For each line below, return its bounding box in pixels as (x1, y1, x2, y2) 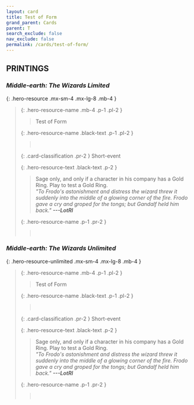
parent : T (6, 25, 31, 31)
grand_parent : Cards (6, 20, 58, 25)
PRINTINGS (6, 63, 49, 74)
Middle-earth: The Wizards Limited (6, 81, 110, 89)
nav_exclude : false (6, 36, 55, 42)
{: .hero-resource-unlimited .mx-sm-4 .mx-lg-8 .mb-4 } (6, 258, 141, 265)
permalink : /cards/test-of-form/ (6, 42, 89, 48)
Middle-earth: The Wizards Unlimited (6, 244, 116, 252)
